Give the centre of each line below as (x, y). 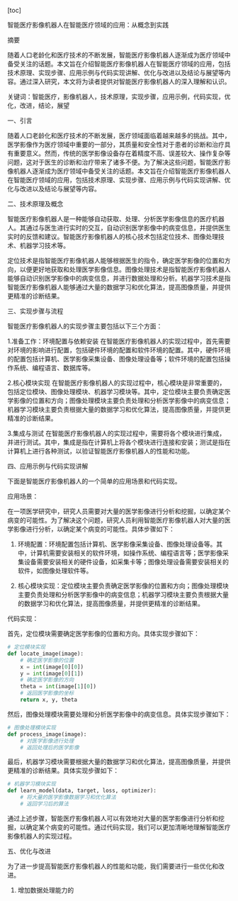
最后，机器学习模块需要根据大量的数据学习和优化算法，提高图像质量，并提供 (119, 762)
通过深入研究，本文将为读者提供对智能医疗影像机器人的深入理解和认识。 (125, 82)
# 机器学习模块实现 (32, 784)
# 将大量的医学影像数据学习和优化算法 (68, 798)
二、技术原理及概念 (35, 204)
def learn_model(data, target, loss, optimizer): (82, 791)
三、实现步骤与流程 (35, 311)
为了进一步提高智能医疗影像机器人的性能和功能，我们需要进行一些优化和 (113, 866)
